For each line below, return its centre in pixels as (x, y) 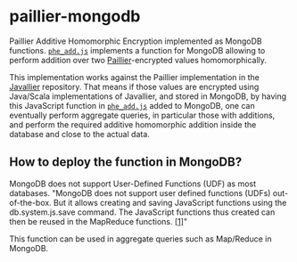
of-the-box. (30, 202)
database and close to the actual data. (79, 134)
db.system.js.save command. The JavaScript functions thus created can (142, 212)
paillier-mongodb (75, 16)
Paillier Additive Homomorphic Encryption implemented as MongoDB (136, 41)
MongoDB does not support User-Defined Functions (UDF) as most (133, 184)
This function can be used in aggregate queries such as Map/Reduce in (140, 239)
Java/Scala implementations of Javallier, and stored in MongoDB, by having (148, 96)
